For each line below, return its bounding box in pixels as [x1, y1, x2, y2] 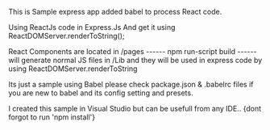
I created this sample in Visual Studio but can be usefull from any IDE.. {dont [8, 104, 262, 113]
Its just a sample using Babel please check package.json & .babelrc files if [8, 80, 254, 89]
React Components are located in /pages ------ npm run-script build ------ [8, 47, 257, 56]
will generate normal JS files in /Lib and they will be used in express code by [8, 56, 263, 65]
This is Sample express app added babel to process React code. [8, 7, 222, 16]
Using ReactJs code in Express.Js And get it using [8, 23, 176, 31]
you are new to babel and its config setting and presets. [8, 88, 193, 98]
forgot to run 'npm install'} [8, 112, 95, 122]
